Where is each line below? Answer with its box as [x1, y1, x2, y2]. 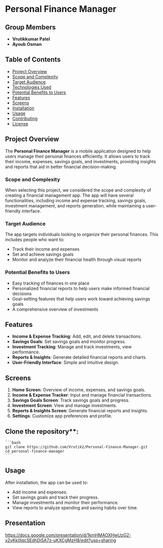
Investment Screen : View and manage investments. [12, 403, 117, 408]
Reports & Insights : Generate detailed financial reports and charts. [12, 354, 147, 360]
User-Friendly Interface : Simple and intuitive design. [12, 360, 119, 366]
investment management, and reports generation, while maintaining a [5, 202, 145, 208]
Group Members [5, 23, 56, 31]
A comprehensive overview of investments [12, 306, 99, 312]
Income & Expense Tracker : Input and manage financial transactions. [12, 392, 153, 398]
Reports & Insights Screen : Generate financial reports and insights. [12, 408, 148, 414]
